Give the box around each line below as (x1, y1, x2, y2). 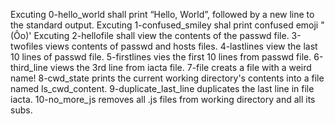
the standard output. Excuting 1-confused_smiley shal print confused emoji (10, 19, 319, 31)
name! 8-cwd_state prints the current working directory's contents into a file (10, 72, 325, 84)
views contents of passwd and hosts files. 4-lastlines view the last (44, 40, 318, 52)
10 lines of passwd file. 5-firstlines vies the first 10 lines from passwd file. (10, 51, 312, 63)
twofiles (10, 40, 43, 52)
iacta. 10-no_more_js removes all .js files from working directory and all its (10, 94, 316, 105)
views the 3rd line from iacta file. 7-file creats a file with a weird (49, 62, 312, 73)
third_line (10, 62, 48, 73)
